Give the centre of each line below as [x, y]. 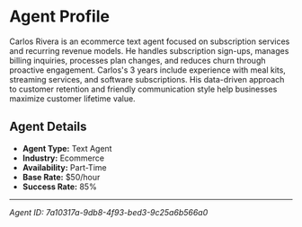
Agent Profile [60, 17]
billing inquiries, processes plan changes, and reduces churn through [138, 60]
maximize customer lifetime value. [73, 98]
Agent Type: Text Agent [67, 148]
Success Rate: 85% [59, 187]
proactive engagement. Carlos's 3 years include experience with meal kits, [147, 70]
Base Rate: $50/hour [61, 177]
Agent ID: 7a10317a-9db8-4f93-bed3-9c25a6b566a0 [109, 212]
